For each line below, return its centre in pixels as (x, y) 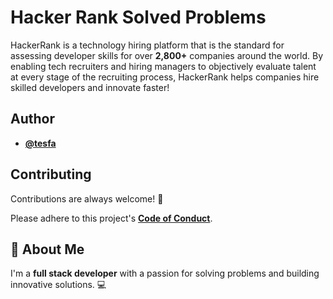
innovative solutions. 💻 (58, 285)
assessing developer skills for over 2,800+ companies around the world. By (167, 55)
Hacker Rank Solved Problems (138, 17)
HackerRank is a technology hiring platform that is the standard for (147, 45)
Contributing (51, 174)
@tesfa (40, 143)
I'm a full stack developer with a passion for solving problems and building (165, 273)
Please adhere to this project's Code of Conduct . (111, 218)
